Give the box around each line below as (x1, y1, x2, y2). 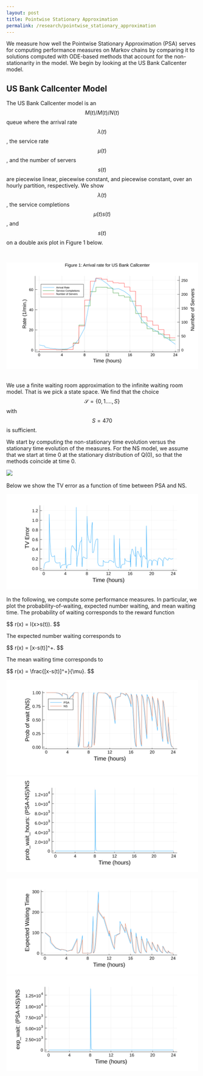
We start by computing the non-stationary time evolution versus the (6, 438, 176, 445)
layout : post (6, 10, 40, 16)
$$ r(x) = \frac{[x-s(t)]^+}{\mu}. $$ (6, 667, 94, 674)
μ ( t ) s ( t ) (93, 210, 111, 218)
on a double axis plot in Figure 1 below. (6, 239, 103, 246)
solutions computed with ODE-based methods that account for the (6, 53, 173, 60)
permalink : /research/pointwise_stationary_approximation (6, 22, 156, 29)
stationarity (6, 60, 35, 67)
